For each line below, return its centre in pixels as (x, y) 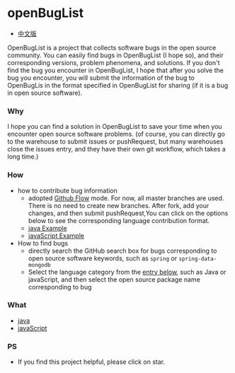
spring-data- (198, 259)
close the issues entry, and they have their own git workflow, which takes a (117, 149)
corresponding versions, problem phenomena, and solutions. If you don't (114, 62)
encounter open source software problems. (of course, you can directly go (116, 134)
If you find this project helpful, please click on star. (91, 362)
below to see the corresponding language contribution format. (119, 220)
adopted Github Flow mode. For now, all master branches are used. (126, 198)
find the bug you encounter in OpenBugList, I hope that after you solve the (116, 70)
